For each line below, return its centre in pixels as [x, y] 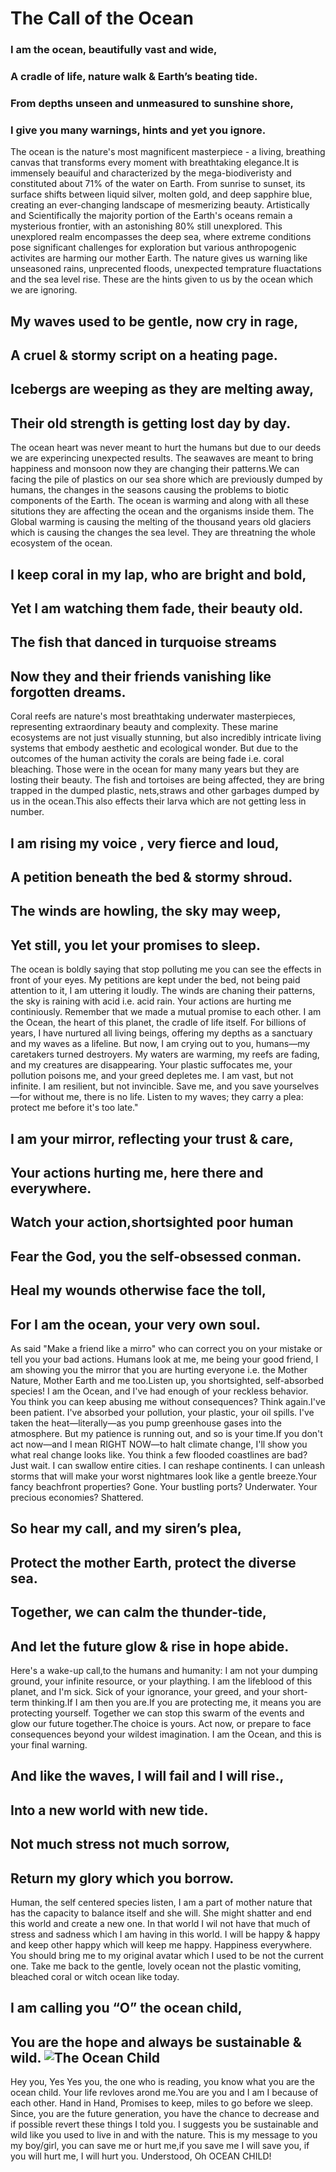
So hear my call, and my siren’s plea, [126, 1528]
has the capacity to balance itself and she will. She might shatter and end [161, 1913]
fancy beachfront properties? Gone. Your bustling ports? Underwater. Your [164, 1486]
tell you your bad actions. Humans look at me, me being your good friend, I [164, 1359]
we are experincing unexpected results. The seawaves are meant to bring [162, 458]
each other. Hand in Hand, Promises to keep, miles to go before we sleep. [162, 2103]
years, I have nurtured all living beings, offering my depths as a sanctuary [161, 1033]
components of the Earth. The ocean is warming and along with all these [160, 501]
